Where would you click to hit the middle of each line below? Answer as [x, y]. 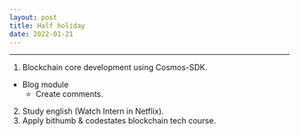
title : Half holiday [48, 26]
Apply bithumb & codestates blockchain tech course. [119, 121]
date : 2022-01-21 [41, 34]
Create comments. [69, 94]
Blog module [45, 84]
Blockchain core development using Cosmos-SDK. [115, 67]
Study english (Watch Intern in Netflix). [93, 111]
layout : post [33, 17]
